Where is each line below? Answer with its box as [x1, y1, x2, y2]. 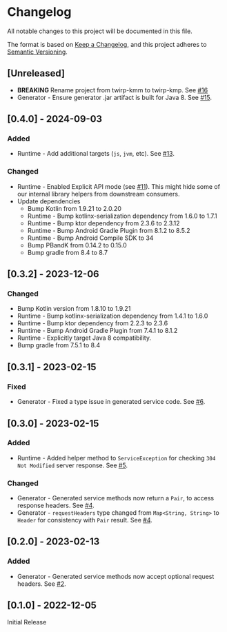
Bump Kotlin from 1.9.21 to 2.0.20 [27, 204, 122, 212]
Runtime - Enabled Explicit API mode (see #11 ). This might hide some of [17, 182, 221, 190]
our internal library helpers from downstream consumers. [17, 190, 180, 198]
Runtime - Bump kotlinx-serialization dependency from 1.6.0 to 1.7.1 [27, 212, 217, 220]
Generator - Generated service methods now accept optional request [17, 572, 215, 580]
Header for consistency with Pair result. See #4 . [17, 516, 153, 524]
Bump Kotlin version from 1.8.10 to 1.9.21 [17, 305, 131, 313]
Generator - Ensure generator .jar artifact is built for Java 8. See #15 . [17, 93, 213, 101]
